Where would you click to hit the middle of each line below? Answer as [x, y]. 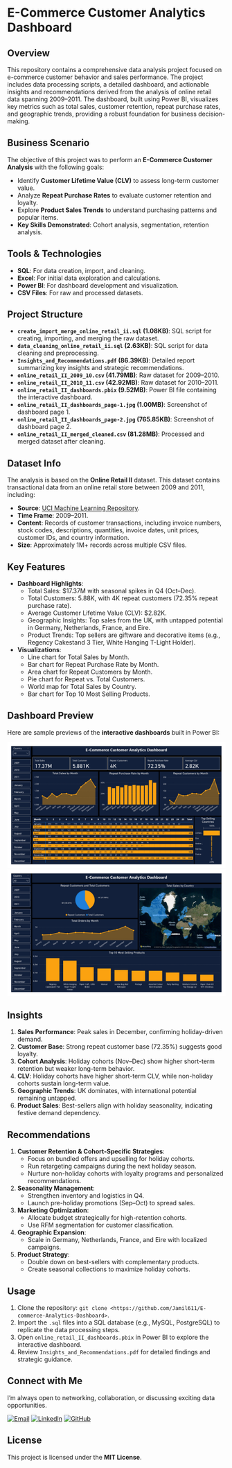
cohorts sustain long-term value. [64, 1083]
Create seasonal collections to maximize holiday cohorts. [109, 1269]
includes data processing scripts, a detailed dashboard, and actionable [108, 84]
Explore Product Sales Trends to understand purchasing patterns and [117, 210]
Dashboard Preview [51, 716]
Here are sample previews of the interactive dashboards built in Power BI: [114, 732]
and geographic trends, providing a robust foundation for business [102, 114]
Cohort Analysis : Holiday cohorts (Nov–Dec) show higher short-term [116, 1061]
